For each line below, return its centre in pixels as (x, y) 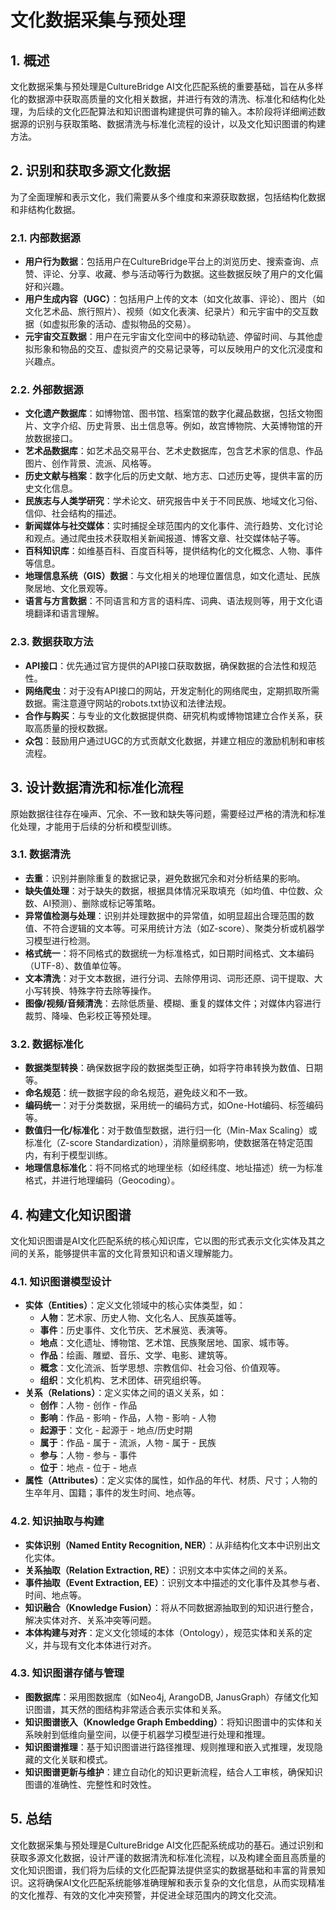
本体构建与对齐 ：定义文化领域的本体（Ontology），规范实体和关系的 (164, 1632)
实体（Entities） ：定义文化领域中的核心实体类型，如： (135, 1305)
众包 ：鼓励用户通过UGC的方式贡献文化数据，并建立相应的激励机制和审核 (174, 740)
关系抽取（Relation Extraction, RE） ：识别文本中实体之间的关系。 (158, 1570)
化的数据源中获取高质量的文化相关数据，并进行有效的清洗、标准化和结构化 (163, 99)
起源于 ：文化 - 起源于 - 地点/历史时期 (116, 1430)
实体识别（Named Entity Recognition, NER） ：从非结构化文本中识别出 (168, 1545)
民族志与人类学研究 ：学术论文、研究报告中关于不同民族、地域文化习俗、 (173, 501)
